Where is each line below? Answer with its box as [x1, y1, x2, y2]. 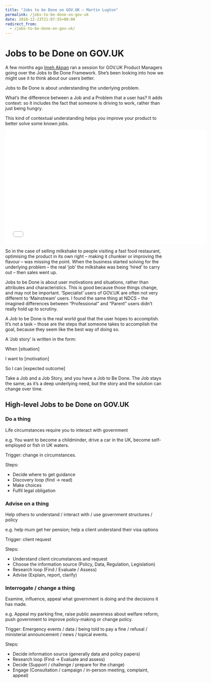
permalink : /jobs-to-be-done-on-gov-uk [5, 12, 89, 17]
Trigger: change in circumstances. [5, 452, 77, 458]
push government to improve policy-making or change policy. [5, 617, 133, 623]
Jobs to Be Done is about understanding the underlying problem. [5, 85, 140, 91]
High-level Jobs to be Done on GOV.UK [5, 400, 129, 409]
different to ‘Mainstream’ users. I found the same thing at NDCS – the [5, 295, 148, 301]
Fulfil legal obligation [12, 487, 56, 494]
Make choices [12, 482, 42, 488]
